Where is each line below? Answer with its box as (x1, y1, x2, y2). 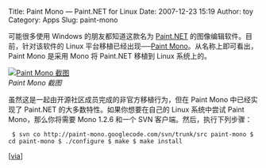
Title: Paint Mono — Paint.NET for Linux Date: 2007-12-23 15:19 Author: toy (8, 7, 254, 16)
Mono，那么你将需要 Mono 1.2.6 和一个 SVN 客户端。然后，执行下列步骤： (8, 115, 253, 124)
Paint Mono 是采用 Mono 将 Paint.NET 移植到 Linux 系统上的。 (8, 52, 212, 60)
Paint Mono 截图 (8, 78, 62, 87)
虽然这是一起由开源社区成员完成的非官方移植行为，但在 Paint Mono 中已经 (8, 95, 252, 104)
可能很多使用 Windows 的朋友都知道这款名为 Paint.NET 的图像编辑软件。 (8, 32, 246, 40)
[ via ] (8, 151, 24, 161)
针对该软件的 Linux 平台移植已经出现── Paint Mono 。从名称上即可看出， (21, 41, 258, 51)
